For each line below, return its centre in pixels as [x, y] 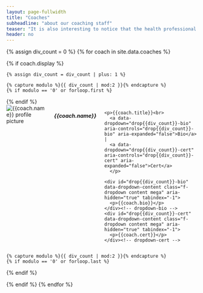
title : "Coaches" [28, 18]
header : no [20, 35]
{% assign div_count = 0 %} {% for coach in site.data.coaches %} [88, 52]
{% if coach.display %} [35, 64]
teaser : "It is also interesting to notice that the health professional [101, 29]
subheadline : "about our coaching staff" [59, 23]
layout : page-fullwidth [36, 12]
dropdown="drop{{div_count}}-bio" [148, 124]
